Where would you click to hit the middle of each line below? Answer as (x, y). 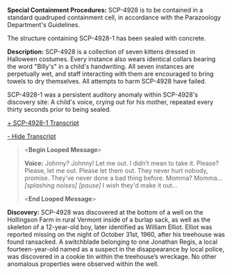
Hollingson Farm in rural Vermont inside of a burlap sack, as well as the (109, 219)
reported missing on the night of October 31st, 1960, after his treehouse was (116, 234)
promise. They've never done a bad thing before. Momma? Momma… (123, 178)
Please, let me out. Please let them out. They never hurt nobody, (116, 170)
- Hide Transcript (32, 136)
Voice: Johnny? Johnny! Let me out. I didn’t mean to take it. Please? (122, 163)
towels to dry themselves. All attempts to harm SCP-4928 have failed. (107, 81)
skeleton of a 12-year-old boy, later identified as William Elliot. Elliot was (110, 227)
